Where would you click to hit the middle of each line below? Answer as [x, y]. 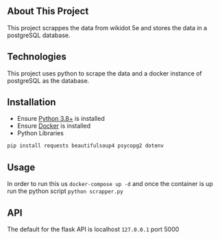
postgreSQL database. [39, 35]
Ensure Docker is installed [54, 126]
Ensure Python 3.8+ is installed [61, 119]
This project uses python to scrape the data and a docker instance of [105, 73]
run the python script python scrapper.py [65, 191]
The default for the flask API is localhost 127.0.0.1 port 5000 [93, 229]
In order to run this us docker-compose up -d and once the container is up [110, 184]
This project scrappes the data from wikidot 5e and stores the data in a [107, 27]
